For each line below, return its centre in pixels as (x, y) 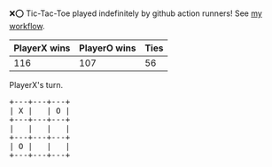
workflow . (27, 26)
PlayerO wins (108, 48)
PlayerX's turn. (36, 85)
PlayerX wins (42, 48)
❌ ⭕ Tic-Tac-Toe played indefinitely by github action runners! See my (136, 13)
